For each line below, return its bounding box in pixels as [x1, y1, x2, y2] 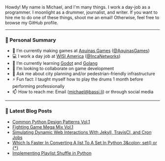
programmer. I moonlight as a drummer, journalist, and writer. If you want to [5, 9, 158, 15]
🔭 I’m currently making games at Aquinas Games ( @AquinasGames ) [12, 48, 150, 54]
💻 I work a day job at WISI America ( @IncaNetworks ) [12, 54, 121, 59]
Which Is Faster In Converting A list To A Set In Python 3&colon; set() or [12, 139, 157, 145]
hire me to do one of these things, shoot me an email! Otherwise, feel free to [5, 15, 160, 20]
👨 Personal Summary [5, 36, 56, 43]
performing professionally [12, 83, 65, 89]
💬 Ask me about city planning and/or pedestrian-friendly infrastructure [12, 71, 156, 77]
